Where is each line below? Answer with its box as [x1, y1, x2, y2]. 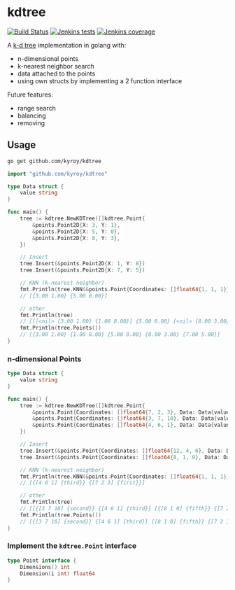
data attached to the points [17, 69, 96, 78]
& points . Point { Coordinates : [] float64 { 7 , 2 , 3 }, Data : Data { [32, 409, 215, 416]
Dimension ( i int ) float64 [20, 570, 96, 577]
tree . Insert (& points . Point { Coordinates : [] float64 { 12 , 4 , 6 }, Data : [20, 447, 224, 454]
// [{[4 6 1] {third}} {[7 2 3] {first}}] [20, 479, 145, 486]
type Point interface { [7, 557, 77, 564]
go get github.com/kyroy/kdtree [7, 157, 101, 164]
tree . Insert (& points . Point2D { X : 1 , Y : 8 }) [20, 260, 145, 267]
